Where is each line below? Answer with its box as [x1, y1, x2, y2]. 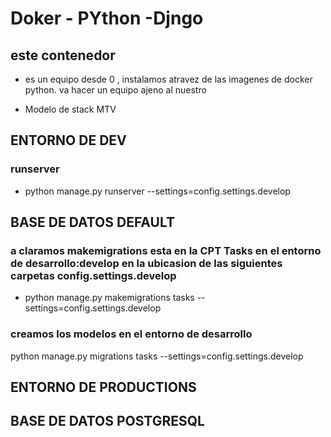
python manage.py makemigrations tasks [24, 292, 195, 304]
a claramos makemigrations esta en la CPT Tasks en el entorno [10, 244, 322, 257]
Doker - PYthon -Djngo [10, 7, 204, 30]
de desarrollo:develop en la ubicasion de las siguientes [10, 257, 283, 270]
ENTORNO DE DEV [10, 132, 127, 149]
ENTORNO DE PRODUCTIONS [10, 379, 197, 396]
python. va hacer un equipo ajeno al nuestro [24, 84, 207, 96]
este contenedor [10, 47, 116, 64]
